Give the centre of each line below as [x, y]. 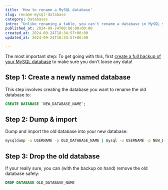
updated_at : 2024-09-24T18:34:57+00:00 [47, 38]
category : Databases [27, 19]
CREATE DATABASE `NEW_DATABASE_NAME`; [45, 104]
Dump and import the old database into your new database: [66, 131]
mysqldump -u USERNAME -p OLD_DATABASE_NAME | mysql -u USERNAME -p [78, 140]
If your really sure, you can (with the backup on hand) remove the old [76, 168]
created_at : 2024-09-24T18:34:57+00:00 [47, 33]
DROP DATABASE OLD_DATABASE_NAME [40, 183]
